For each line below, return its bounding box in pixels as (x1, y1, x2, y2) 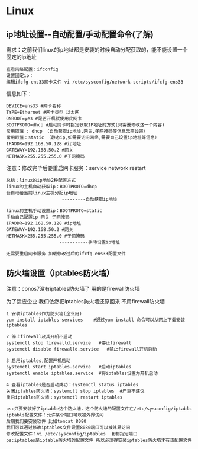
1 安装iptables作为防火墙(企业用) (6, 310, 82, 316)
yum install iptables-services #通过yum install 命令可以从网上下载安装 (6, 317, 185, 323)
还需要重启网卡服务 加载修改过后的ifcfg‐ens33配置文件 (6, 251, 126, 256)
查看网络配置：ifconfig (6, 66, 59, 72)
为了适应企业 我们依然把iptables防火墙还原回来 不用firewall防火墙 (6, 297, 165, 304)
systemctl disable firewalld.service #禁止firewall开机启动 (6, 346, 157, 352)
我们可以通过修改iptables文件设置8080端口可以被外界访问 (6, 425, 131, 431)
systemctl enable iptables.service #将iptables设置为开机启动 (6, 370, 158, 376)
